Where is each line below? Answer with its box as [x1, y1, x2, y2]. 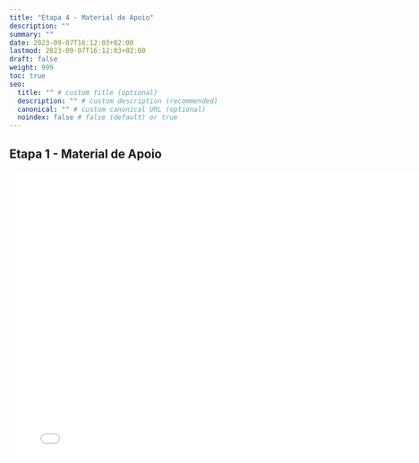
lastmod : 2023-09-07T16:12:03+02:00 [9, 47, 146, 56]
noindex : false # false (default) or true [17, 113, 178, 122]
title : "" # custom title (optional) [17, 88, 158, 97]
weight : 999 [9, 64, 54, 73]
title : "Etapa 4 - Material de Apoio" [9, 13, 154, 22]
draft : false [9, 55, 58, 64]
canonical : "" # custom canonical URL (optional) [17, 105, 206, 114]
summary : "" [9, 30, 54, 39]
